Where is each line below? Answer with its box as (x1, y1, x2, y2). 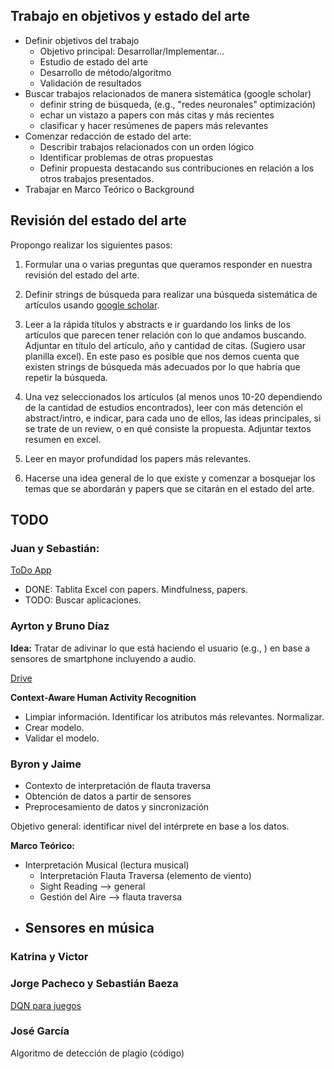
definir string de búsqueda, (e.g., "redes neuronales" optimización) (39, 98, 317, 110)
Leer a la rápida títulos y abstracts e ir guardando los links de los (24, 318, 291, 330)
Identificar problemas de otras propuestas (39, 151, 214, 163)
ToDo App (10, 564, 52, 576)
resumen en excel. (24, 433, 102, 445)
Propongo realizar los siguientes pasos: (10, 239, 173, 251)
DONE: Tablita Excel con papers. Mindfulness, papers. (24, 584, 248, 596)
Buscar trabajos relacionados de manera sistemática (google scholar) (24, 87, 312, 99)
